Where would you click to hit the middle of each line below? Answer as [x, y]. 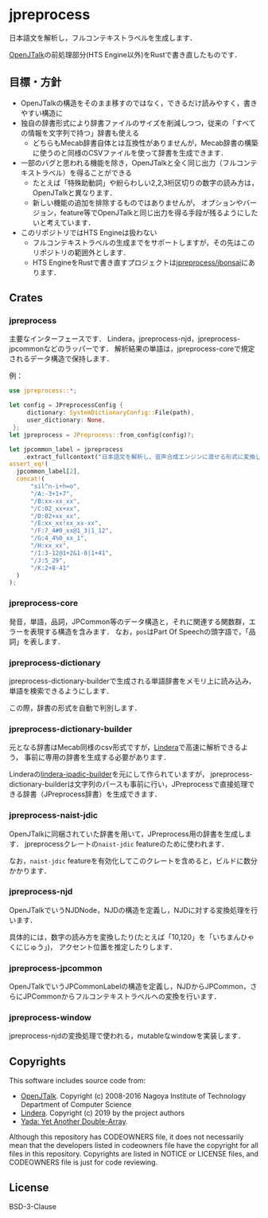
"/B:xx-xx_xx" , [55, 501]
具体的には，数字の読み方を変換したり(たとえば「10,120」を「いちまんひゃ [132, 937]
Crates [26, 298]
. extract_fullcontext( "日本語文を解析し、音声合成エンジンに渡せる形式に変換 [140, 457]
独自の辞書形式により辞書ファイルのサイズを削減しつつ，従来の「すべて [138, 123]
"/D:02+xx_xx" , [55, 516]
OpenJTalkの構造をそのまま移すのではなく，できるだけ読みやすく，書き [139, 103]
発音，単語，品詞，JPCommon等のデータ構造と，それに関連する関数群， [129, 621]
